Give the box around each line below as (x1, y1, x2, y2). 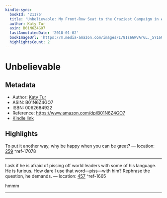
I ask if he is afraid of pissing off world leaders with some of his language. (5, 162, 157, 168)
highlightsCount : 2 (9, 40, 50, 45)
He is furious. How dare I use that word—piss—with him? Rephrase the (5, 168, 150, 174)
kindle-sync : (5, 7, 32, 12)
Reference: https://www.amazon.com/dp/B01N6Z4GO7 (12, 110, 126, 116)
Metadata (5, 81, 36, 90)
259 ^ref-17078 (5, 148, 36, 154)
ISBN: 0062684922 (12, 104, 53, 110)
